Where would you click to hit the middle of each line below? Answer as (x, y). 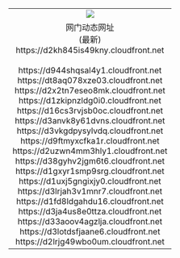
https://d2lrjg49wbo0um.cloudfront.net (90, 241)
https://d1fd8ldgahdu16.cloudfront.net (90, 201)
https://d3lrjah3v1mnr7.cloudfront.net (90, 191)
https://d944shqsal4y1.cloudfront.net (90, 70)
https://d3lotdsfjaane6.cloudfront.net (90, 231)
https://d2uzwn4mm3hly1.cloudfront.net (90, 151)
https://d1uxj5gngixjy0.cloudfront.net (90, 181)
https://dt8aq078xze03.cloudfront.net (90, 80)
